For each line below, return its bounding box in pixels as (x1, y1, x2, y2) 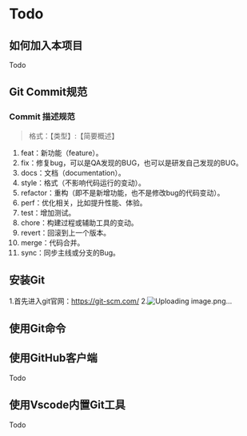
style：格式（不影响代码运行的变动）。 (20, 177, 146, 188)
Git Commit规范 (9, 85, 88, 99)
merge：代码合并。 (20, 237, 85, 248)
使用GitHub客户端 (9, 351, 98, 365)
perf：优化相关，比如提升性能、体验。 (20, 197, 147, 208)
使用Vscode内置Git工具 (9, 398, 126, 412)
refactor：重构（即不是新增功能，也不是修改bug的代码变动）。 (20, 188, 225, 197)
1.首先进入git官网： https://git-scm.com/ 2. (9, 296, 148, 306)
